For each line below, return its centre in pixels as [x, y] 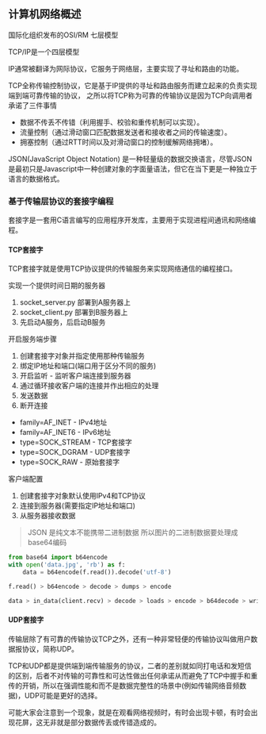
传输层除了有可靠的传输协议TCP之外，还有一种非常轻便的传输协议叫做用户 [129, 639]
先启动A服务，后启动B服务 [63, 322]
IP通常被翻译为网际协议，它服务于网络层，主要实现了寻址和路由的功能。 [126, 68]
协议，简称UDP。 [50, 648]
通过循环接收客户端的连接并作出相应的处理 [89, 386]
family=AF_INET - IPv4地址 [63, 422]
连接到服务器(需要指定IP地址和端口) [78, 505]
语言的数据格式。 [36, 179]
